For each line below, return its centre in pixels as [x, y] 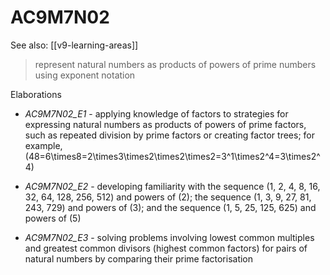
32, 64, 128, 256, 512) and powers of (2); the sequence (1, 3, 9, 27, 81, [168, 197]
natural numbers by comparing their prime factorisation [139, 258]
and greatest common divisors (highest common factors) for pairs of [166, 248]
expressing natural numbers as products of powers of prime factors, [165, 124]
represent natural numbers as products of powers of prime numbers [175, 64]
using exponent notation [85, 75]
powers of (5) [53, 218]
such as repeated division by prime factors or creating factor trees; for [169, 135]
